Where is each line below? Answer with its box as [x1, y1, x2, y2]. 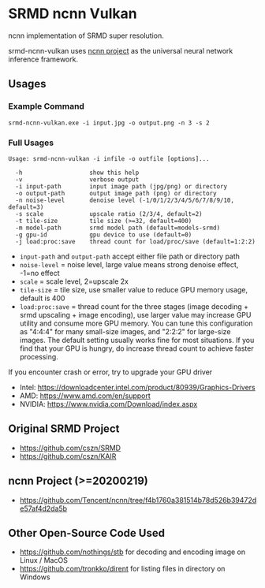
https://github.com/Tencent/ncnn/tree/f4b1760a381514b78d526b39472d [19, 495, 257, 504]
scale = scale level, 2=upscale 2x [19, 277, 129, 286]
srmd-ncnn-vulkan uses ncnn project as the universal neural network [8, 46, 233, 55]
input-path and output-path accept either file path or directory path [19, 251, 241, 261]
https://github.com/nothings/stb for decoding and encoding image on [19, 547, 246, 556]
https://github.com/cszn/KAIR [19, 451, 117, 461]
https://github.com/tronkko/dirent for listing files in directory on [19, 564, 226, 574]
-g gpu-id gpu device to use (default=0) [15, 230, 192, 239]
